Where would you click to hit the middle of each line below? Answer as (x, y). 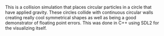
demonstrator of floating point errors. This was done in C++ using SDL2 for (82, 23)
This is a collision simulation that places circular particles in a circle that (78, 7)
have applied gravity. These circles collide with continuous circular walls (79, 12)
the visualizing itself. (26, 28)
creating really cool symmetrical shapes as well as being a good (71, 18)
